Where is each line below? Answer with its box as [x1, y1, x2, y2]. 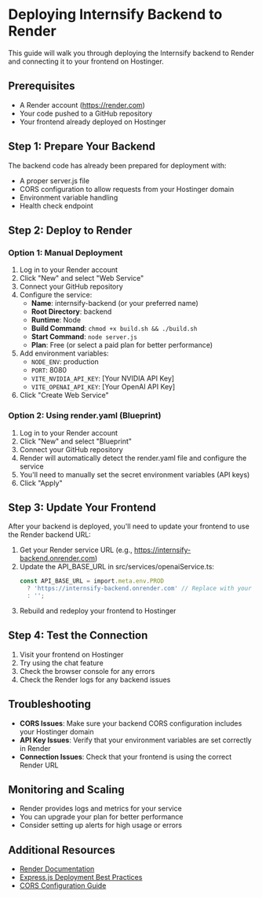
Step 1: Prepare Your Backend [8, 140, 155, 153]
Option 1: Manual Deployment [8, 247, 123, 258]
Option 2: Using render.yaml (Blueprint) [8, 410, 162, 421]
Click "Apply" [19, 478, 63, 488]
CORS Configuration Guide [19, 881, 107, 890]
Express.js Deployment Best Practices [19, 873, 143, 882]
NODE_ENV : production [31, 357, 100, 366]
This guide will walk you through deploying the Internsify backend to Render [8, 48, 255, 57]
